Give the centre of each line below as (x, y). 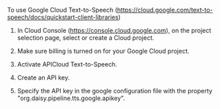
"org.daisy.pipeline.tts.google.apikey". (71, 98)
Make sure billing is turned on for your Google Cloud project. (103, 51)
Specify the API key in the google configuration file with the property (114, 91)
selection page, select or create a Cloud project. (86, 38)
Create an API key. (43, 77)
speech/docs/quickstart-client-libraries (63, 17)
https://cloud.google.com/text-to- (165, 10)
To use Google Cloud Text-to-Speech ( (62, 10)
